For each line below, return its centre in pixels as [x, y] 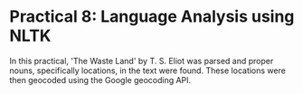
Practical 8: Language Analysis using [152, 17]
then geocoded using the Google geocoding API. [100, 80]
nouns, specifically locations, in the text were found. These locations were [148, 70]
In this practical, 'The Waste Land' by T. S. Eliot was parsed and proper [142, 61]
